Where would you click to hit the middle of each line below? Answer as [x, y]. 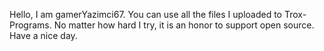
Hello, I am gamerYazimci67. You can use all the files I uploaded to [146, 14]
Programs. [30, 25]
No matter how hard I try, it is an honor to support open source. [184, 25]
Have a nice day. [43, 35]
